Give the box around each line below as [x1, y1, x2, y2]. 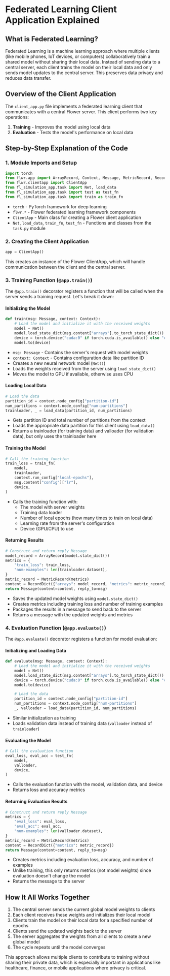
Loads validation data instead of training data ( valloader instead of [12, 720, 152, 726]
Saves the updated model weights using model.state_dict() [12, 595, 138, 602]
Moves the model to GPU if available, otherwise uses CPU [12, 371, 134, 377]
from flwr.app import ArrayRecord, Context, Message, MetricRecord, [5, 175, 153, 181]
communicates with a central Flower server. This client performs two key [5, 108, 157, 115]
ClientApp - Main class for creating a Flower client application [12, 214, 142, 221]
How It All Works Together [5, 893, 90, 901]
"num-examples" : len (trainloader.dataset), [14, 568, 108, 573]
